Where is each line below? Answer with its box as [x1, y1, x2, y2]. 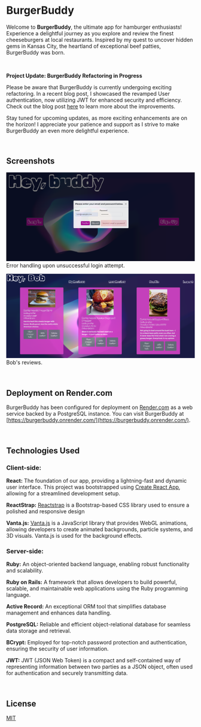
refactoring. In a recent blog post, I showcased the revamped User [6, 90, 170, 97]
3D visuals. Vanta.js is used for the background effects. [6, 532, 142, 539]
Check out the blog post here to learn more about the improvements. [6, 102, 175, 110]
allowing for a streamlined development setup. [6, 489, 121, 497]
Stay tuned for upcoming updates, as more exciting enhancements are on [6, 114, 187, 122]
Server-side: [6, 547, 44, 555]
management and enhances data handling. [6, 609, 112, 617]
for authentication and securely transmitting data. [6, 670, 128, 677]
